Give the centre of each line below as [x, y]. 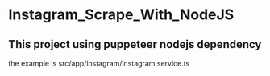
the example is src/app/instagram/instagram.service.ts [99, 63]
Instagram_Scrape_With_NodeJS [121, 15]
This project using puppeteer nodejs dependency [135, 44]
